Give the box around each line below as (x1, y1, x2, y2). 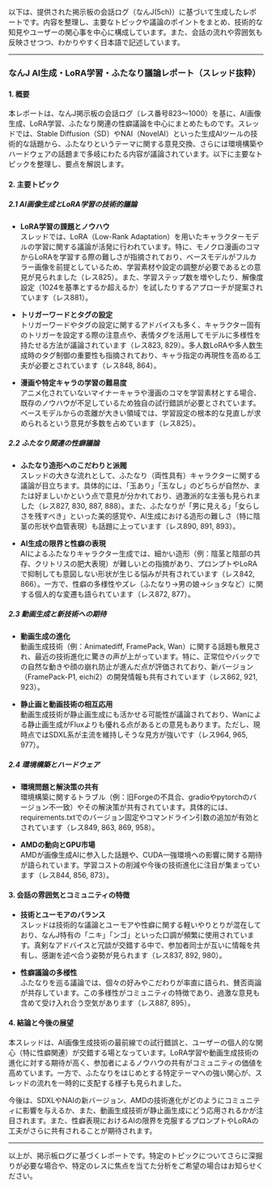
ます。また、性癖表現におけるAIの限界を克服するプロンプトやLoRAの (29, 1116, 259, 1126)
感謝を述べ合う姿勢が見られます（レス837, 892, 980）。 (41, 950, 227, 960)
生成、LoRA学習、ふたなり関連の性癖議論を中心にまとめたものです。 (8, 118, 239, 128)
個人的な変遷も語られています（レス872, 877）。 (34, 589, 196, 599)
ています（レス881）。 (19, 292, 93, 302)
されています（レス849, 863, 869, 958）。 (19, 822, 159, 832)
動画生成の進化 (19, 631, 70, 641)
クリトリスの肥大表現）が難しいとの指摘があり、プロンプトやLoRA (34, 558, 257, 568)
